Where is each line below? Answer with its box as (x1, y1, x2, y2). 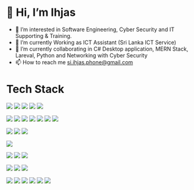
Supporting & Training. (15, 32, 72, 39)
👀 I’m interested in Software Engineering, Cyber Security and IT (15, 26, 175, 33)
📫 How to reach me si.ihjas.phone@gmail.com (15, 58, 133, 66)
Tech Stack (6, 82, 65, 97)
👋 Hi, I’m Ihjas (6, 5, 76, 20)
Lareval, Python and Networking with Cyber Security (15, 51, 148, 59)
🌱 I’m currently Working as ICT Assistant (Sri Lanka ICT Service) (15, 38, 177, 46)
